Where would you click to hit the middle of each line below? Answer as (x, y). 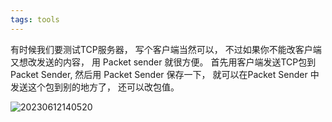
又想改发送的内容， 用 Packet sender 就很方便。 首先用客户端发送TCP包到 (163, 62)
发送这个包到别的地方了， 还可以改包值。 (95, 87)
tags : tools (35, 19)
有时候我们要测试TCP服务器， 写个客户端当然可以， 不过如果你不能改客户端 (166, 49)
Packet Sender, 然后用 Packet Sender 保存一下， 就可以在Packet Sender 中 (165, 74)
